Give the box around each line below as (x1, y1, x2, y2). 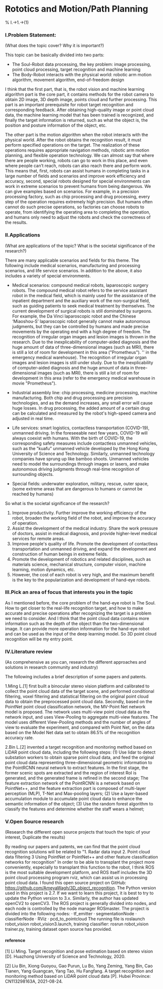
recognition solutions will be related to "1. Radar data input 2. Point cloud (5, 849, 150, 855)
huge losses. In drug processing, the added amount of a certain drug (12, 405, 150, 411)
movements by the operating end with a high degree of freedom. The (12, 329, 150, 335)
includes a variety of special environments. (5, 273, 91, 279)
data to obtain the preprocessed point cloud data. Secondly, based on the (5, 699, 153, 704)
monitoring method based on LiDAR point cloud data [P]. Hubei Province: (5, 973, 151, 979)
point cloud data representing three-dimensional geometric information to (5, 760, 152, 766)
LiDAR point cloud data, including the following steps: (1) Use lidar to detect (5, 749, 156, 755)
